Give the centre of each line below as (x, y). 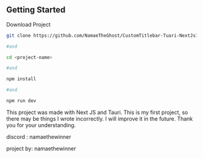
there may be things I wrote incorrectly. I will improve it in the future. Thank (100, 118)
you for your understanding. (41, 125)
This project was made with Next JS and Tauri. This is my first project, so (97, 112)
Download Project (28, 24)
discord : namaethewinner (39, 137)
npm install (21, 79)
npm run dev (21, 101)
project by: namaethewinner (41, 148)
